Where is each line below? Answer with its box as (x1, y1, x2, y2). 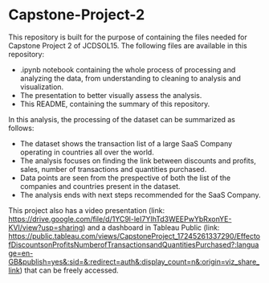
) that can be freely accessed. (19, 265, 119, 275)
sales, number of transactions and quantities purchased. (19, 164, 207, 174)
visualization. (19, 82, 64, 92)
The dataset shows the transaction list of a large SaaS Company (19, 138, 233, 148)
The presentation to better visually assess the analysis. (19, 90, 202, 100)
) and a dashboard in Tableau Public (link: (83, 223, 220, 232)
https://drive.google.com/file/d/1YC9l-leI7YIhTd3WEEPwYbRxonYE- (8, 214, 232, 224)
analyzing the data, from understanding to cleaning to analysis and (19, 73, 241, 83)
